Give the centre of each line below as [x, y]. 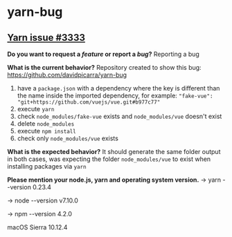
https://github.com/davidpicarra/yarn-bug [67, 75]
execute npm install [46, 131]
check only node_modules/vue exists [68, 138]
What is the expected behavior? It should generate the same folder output [114, 152]
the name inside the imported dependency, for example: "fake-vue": [115, 95]
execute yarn [36, 109]
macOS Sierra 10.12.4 [37, 227]
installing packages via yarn [47, 166]
